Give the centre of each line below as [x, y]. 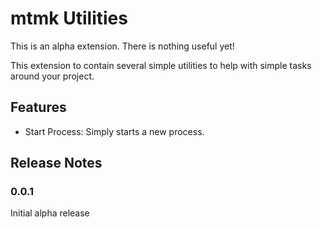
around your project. [52, 76]
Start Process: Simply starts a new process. [114, 131]
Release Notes [56, 163]
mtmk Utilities [69, 18]
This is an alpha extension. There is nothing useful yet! [122, 46]
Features [38, 107]
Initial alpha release [50, 213]
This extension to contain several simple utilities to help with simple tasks [161, 65]
